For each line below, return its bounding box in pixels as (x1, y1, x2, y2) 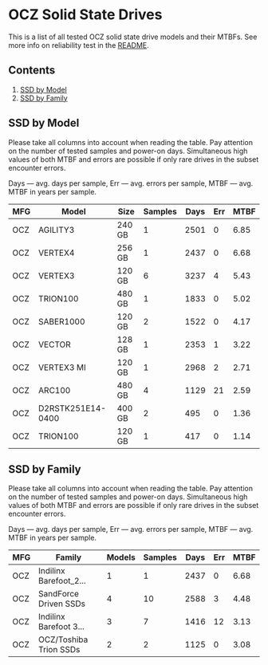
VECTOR (38, 339, 72, 350)
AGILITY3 (38, 224, 75, 235)
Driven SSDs (38, 598, 86, 609)
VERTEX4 (38, 247, 75, 258)
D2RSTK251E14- (38, 403, 106, 414)
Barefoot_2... (38, 576, 86, 587)
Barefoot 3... (38, 621, 85, 632)
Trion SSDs (38, 644, 81, 655)
